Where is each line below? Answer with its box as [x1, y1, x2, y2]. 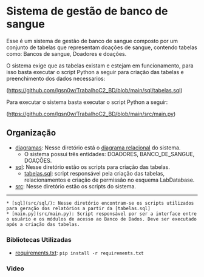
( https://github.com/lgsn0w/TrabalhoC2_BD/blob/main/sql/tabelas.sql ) [6, 86, 183, 94]
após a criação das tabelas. [6, 221, 80, 227]
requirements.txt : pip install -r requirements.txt [15, 249, 144, 256]
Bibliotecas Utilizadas [6, 235, 72, 244]
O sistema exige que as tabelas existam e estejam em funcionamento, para [6, 62, 194, 69]
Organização [6, 128, 56, 138]
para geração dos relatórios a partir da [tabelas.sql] [6, 205, 151, 211]
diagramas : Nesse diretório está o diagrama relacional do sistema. [15, 144, 181, 151]
